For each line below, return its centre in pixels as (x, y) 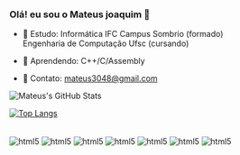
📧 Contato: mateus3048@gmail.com (90, 78)
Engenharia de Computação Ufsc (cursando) (106, 43)
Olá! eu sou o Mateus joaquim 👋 (80, 14)
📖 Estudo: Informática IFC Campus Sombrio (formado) (123, 34)
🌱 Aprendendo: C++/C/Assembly (84, 61)
